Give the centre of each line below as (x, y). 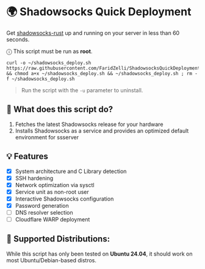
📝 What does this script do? (60, 110)
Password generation (42, 205)
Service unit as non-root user (52, 192)
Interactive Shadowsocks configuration (64, 199)
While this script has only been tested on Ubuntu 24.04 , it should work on (99, 254)
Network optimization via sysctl (55, 185)
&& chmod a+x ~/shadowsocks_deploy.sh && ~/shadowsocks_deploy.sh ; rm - (102, 73)
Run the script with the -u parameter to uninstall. (82, 90)
